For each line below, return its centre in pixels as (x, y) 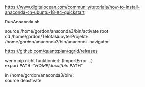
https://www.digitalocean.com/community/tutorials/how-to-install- (72, 7)
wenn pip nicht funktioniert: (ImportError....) (49, 60)
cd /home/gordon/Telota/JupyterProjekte (47, 36)
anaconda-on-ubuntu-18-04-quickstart (45, 12)
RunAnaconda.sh (23, 22)
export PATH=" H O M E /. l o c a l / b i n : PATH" (44, 66)
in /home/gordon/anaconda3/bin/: (40, 75)
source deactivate (23, 80)
